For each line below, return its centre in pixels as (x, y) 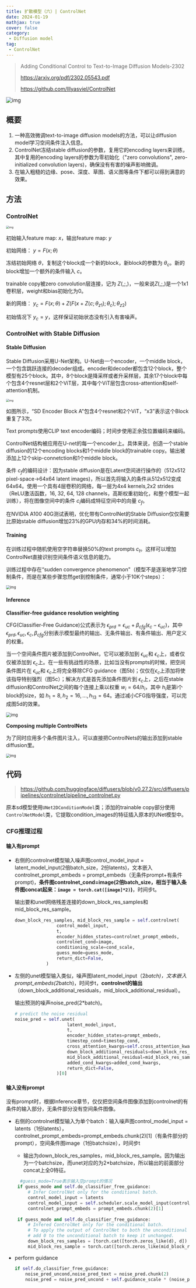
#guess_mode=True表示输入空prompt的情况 (66, 1182)
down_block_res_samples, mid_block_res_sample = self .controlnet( (97, 920)
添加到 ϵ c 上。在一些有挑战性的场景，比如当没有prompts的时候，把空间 (101, 663)
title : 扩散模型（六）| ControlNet (46, 11)
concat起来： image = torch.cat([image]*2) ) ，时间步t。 (92, 889)
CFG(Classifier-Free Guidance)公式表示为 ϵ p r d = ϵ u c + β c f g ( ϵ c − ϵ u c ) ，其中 (94, 625)
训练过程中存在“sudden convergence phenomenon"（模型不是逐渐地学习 (94, 569)
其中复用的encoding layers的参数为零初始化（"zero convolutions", (94, 157)
